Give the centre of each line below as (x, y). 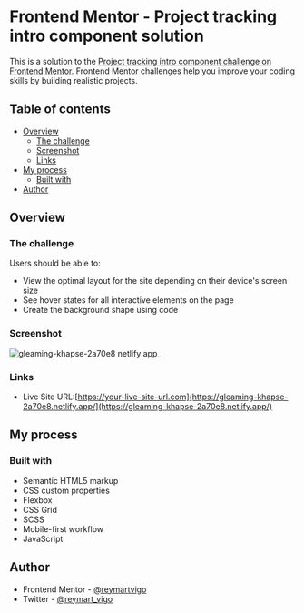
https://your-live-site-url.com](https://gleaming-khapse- (183, 397)
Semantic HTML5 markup (70, 480)
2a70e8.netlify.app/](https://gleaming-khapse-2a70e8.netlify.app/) (147, 407)
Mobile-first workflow (63, 528)
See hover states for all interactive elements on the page (128, 300)
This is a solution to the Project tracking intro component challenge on (141, 61)
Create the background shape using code (100, 310)
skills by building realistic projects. (74, 80)
